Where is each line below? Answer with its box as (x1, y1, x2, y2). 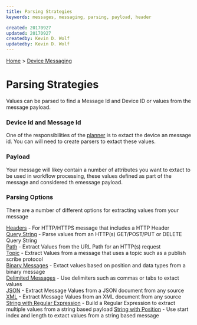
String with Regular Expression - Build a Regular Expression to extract (6, 299, 176, 306)
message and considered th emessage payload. (6, 178, 123, 185)
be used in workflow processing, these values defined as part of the (6, 172, 172, 180)
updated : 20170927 (6, 30, 51, 36)
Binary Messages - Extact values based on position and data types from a (6, 261, 186, 268)
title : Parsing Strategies (6, 8, 73, 15)
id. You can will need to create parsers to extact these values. (6, 138, 156, 145)
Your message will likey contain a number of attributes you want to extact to (6, 166, 191, 173)
